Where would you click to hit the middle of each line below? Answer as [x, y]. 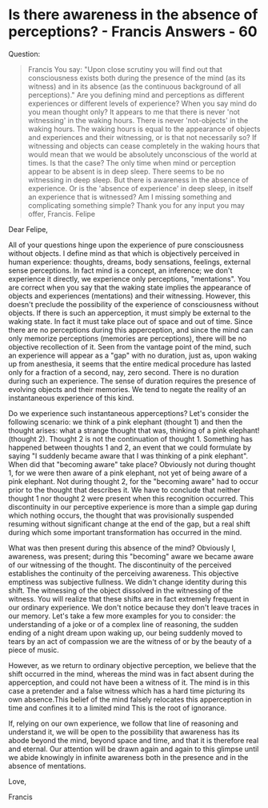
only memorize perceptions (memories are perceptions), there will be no [128, 338]
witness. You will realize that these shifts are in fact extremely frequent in [129, 598]
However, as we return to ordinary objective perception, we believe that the [132, 665]
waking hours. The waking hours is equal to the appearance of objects [144, 129]
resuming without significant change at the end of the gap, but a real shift [129, 524]
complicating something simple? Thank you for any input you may [136, 205]
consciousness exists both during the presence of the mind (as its [136, 78]
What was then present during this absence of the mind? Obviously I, [122, 548]
